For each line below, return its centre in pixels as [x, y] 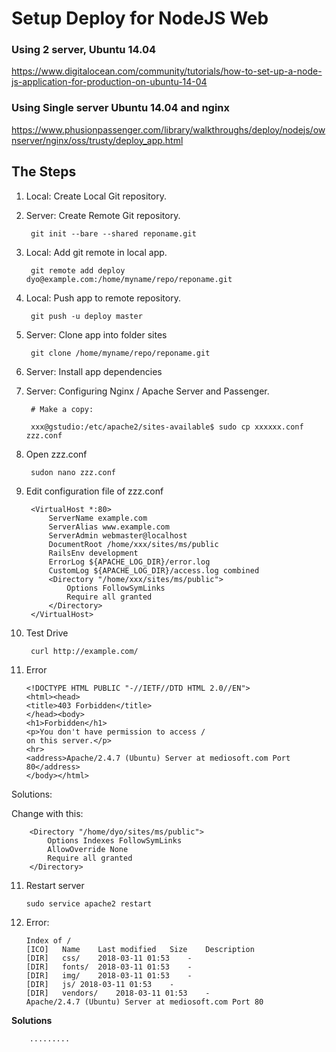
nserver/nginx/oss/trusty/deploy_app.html [97, 140]
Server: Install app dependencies [94, 371]
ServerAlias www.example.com [109, 527]
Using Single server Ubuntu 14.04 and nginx [121, 108]
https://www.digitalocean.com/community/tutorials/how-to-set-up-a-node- [167, 71]
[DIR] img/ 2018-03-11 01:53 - [109, 975]
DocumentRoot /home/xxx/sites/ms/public [133, 544]
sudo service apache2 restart [89, 903]
